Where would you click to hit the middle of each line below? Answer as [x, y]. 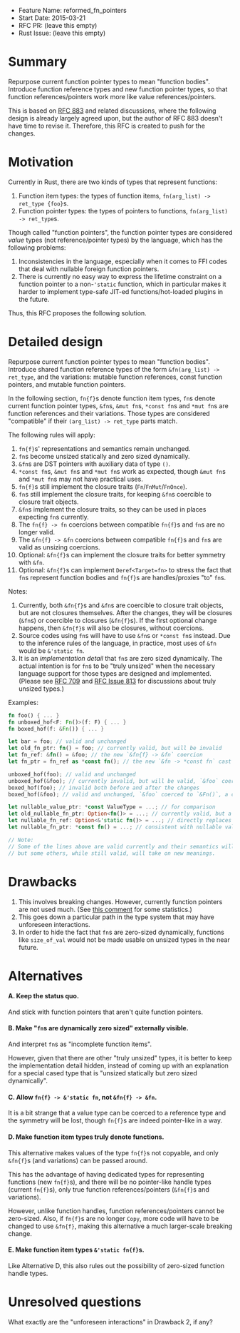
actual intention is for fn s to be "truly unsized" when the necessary [117, 666]
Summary [37, 62]
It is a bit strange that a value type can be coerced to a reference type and [117, 1113]
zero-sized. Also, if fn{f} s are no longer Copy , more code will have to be [114, 1218]
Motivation [41, 162]
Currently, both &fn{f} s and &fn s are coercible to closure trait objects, [121, 605]
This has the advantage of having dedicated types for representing [106, 1174]
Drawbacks [42, 882]
